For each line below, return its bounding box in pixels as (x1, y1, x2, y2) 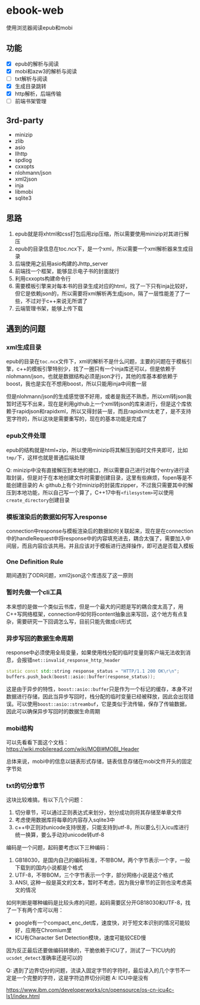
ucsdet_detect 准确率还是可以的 (6, 954, 83, 961)
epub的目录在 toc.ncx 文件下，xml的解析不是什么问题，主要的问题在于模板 (6, 358, 187, 365)
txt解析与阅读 (14, 75, 48, 82)
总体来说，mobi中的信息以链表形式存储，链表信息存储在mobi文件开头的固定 (6, 757, 192, 765)
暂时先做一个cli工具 (6, 588, 62, 596)
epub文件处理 (6, 432, 46, 440)
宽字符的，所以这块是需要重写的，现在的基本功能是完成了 (6, 415, 147, 422)
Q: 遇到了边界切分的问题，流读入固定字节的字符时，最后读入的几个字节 (6, 967, 180, 974)
